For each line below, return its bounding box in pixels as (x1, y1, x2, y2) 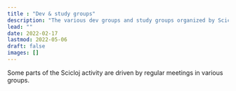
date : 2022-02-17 (7, 29, 58, 37)
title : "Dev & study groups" (7, 10, 96, 17)
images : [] (7, 50, 39, 57)
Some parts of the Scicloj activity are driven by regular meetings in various (7, 68, 223, 77)
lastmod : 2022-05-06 (7, 36, 68, 43)
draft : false (7, 43, 46, 50)
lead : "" (7, 23, 33, 30)
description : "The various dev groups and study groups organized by (7, 17, 216, 24)
